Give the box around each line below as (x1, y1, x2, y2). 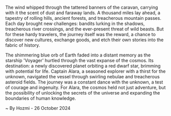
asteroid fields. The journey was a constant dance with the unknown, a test (5, 79, 163, 85)
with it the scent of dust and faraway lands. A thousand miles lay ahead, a (5, 10, 161, 16)
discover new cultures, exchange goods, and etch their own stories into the (5, 37, 164, 43)
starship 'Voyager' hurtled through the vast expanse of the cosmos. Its (5, 57, 154, 63)
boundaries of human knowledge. (5, 95, 77, 101)
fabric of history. (5, 42, 40, 48)
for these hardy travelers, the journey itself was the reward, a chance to (5, 32, 156, 37)
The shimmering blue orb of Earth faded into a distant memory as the (5, 52, 151, 58)
